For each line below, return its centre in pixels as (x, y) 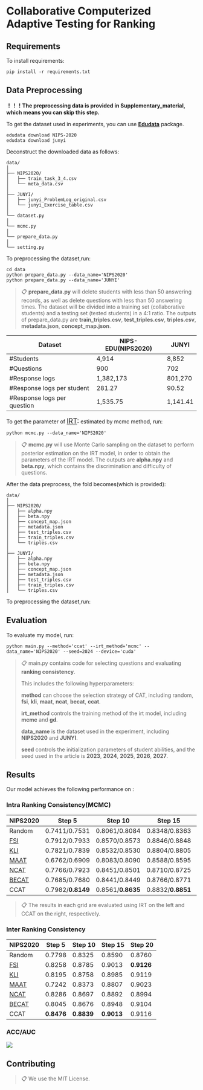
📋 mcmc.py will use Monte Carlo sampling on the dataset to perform (108, 444)
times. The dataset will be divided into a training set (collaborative (103, 307)
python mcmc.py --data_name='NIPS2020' (56, 433)
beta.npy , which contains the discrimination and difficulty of (96, 466)
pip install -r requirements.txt (48, 72)
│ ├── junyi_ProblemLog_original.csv (56, 200)
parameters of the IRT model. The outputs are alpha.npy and (97, 460)
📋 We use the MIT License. (56, 1079)
